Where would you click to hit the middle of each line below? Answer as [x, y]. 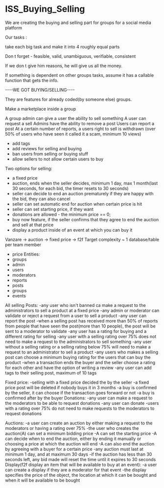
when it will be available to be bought [43, 480]
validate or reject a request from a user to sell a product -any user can [76, 315]
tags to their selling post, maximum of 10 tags [51, 372]
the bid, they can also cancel [41, 199]
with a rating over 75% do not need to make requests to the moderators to [80, 408]
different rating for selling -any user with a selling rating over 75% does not [81, 336]
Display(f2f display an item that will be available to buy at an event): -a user [81, 465]
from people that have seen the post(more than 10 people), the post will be [80, 326]
